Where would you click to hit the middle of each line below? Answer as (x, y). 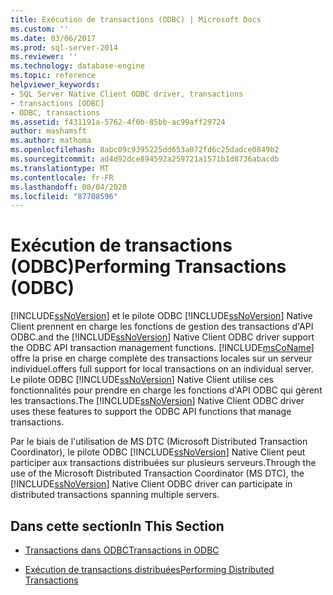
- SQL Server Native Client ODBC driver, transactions (127, 94)
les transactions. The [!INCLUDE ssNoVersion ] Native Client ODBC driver (157, 401)
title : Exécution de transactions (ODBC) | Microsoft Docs (136, 19)
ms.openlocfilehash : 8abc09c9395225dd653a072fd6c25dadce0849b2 (145, 150)
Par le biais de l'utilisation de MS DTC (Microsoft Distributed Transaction (159, 442)
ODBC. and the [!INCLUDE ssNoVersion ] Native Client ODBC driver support (162, 337)
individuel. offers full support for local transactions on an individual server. (162, 369)
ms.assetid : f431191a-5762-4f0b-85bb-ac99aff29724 (118, 122)
